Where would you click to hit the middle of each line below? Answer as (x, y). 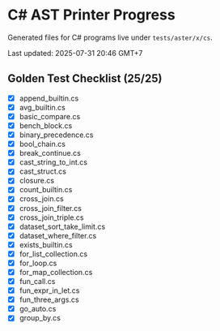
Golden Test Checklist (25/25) (85, 79)
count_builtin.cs (46, 190)
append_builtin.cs (49, 98)
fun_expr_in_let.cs (49, 290)
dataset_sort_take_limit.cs (62, 226)
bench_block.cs (46, 125)
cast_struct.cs (42, 171)
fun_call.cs (37, 281)
